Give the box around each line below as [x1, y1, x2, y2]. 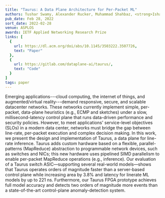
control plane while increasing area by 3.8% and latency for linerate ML [5, 172, 149, 177]
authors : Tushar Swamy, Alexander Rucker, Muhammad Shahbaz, [5, 12, 133, 17]
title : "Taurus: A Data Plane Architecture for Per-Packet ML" [5, 7, 137, 12]
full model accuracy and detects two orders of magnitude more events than [5, 182, 158, 188]
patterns [5, 146, 22, 151]
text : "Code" [14, 67, 41, 72]
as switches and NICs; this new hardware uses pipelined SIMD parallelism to [5, 150, 160, 157]
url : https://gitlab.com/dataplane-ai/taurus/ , [14, 62, 113, 67]
